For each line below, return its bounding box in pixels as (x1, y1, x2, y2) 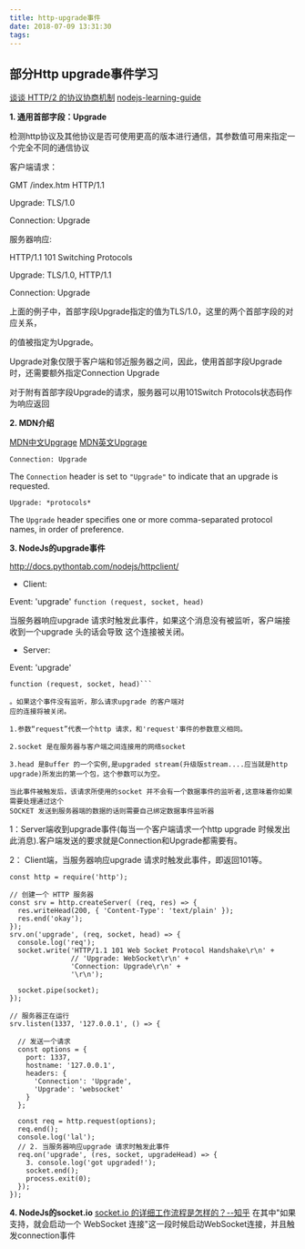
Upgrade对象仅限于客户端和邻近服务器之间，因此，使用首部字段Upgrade (9, 356, 282, 367)
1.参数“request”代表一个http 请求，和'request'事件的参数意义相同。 (9, 725, 248, 734)
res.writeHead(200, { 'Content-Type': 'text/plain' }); (17, 907, 234, 916)
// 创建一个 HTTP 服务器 (9, 890, 94, 899)
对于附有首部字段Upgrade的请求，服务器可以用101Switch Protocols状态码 (9, 387, 285, 398)
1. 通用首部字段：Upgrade (9, 111, 107, 123)
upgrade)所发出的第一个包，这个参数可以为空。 (9, 770, 165, 779)
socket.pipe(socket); (17, 986, 100, 995)
